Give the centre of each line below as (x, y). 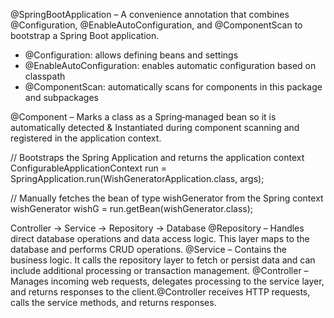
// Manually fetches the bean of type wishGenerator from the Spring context (167, 198)
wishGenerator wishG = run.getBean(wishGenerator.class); (132, 208)
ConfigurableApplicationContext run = (88, 168)
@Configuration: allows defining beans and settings (131, 55)
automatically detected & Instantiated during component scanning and (155, 127)
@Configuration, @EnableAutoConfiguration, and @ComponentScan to (156, 25)
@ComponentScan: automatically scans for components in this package (173, 87)
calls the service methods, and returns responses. (113, 302)
